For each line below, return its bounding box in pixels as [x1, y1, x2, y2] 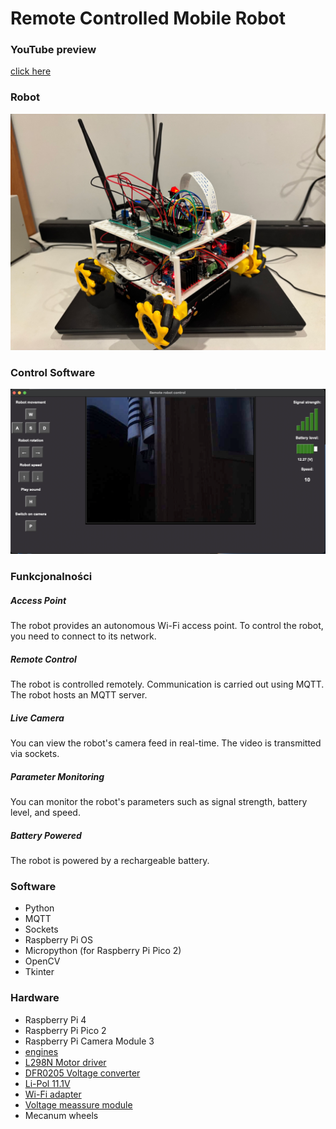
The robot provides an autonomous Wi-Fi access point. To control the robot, [10, 620, 324, 632]
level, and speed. [10, 807, 81, 819]
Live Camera [10, 712, 65, 724]
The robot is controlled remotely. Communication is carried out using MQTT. [10, 678, 325, 691]
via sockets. [10, 748, 60, 760]
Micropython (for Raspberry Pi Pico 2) [24, 945, 182, 957]
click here [10, 65, 52, 77]
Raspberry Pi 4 [24, 1013, 87, 1026]
